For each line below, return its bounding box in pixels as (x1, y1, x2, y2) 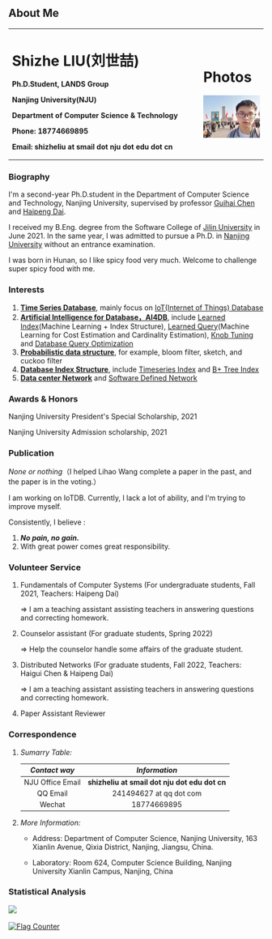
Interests (8, 284, 45, 295)
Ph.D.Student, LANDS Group (11, 79, 109, 88)
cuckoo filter (19, 355, 63, 365)
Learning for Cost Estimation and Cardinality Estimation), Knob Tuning (19, 329, 253, 339)
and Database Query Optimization (19, 338, 134, 348)
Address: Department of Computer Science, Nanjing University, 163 (32, 833, 257, 843)
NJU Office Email (23, 777, 81, 787)
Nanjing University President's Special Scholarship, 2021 (8, 411, 198, 421)
